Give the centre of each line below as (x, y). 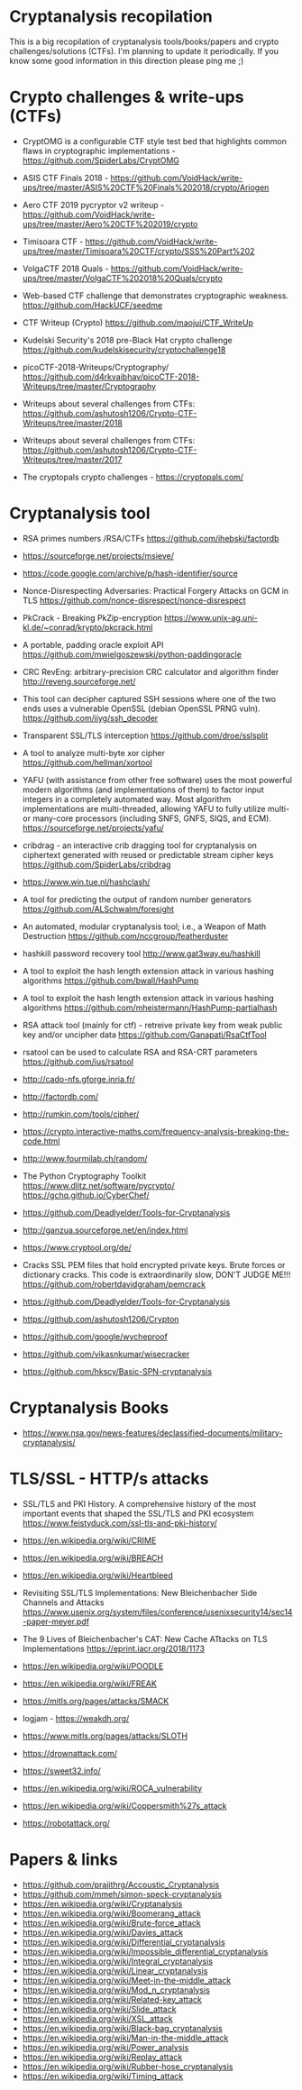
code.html (41, 1141)
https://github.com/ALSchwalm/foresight (98, 908)
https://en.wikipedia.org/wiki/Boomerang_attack (111, 1913)
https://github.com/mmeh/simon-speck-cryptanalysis (122, 1894)
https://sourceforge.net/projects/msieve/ (98, 555)
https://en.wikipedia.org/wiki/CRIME (89, 1540)
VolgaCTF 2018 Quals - (66, 269)
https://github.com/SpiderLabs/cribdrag (96, 864)
